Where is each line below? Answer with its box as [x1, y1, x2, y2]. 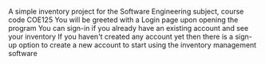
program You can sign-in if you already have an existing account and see [8, 24, 249, 32]
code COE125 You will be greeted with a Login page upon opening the [8, 15, 239, 24]
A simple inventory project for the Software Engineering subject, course [8, 7, 244, 16]
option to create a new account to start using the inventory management [18, 40, 257, 50]
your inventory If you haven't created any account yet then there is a [8, 32, 234, 41]
